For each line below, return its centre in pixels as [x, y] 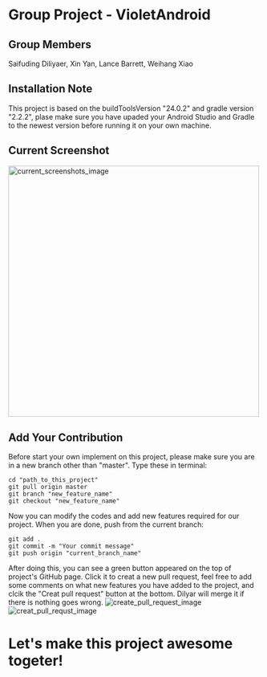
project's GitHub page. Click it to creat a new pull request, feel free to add [130, 577]
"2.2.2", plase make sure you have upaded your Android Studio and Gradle [131, 116]
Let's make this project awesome [121, 643]
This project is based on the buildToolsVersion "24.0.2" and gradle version [131, 108]
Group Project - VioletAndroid [109, 15]
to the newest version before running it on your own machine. [110, 125]
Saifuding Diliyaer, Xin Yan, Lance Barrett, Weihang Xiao [101, 63]
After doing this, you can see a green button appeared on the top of [120, 569]
